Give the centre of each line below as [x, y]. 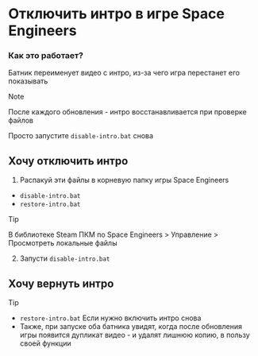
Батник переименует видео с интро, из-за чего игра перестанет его [124, 73]
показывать [28, 81]
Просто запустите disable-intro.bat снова [81, 136]
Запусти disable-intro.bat [65, 258]
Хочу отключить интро [68, 161]
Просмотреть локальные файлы [63, 243]
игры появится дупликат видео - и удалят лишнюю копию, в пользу [135, 335]
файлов [21, 121]
